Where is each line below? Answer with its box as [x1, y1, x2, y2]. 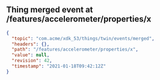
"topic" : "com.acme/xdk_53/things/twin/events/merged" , [11, 35, 155, 41]
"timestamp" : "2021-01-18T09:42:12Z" [11, 63, 106, 69]
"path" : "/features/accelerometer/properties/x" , [11, 47, 138, 53]
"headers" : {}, [11, 41, 50, 47]
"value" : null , [11, 52, 50, 59]
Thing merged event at [6, 5, 93, 15]
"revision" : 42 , [11, 58, 52, 64]
